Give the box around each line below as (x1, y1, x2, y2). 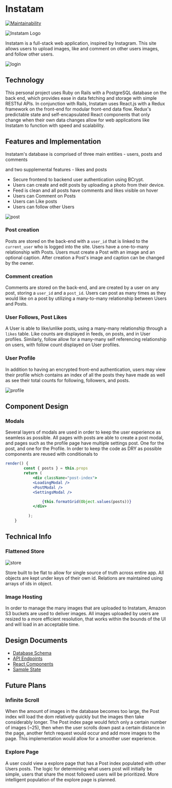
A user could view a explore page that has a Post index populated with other (5, 760, 166, 766)
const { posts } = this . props (24, 466, 88, 471)
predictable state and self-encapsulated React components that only (5, 111, 150, 117)
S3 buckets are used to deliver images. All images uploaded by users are (5, 610, 159, 616)
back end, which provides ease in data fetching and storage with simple (5, 95, 157, 101)
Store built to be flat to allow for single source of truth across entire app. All (5, 569, 164, 576)
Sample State (12, 666, 41, 672)
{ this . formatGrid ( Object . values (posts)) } (41, 499, 132, 504)
